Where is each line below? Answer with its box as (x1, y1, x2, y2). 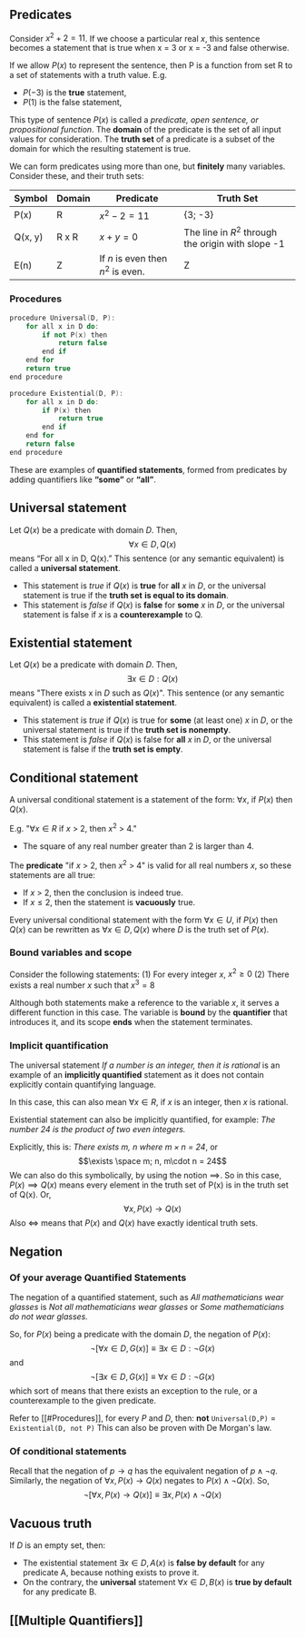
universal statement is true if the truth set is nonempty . (22, 725, 231, 735)
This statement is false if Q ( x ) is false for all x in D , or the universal (22, 735, 272, 745)
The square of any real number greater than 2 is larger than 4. (22, 840, 254, 852)
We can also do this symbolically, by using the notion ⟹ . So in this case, (9, 1170, 282, 1181)
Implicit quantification (9, 1040, 109, 1052)
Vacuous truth (9, 1515, 93, 1531)
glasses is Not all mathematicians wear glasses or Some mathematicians (9, 1302, 284, 1313)
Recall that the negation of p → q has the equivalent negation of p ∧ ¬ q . (9, 1465, 279, 1476)
